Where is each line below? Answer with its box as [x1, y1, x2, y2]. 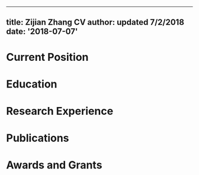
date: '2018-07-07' [6, 27, 78, 37]
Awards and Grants [6, 158, 102, 172]
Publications [6, 131, 69, 145]
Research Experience [6, 104, 114, 118]
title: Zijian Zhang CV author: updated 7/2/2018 [6, 17, 185, 27]
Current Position [6, 50, 89, 64]
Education [6, 77, 57, 90]
